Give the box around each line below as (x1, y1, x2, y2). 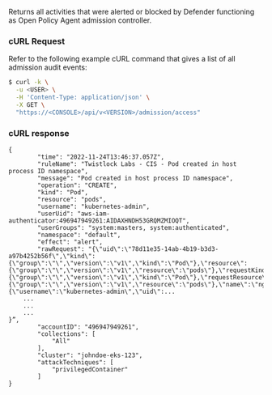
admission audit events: (8, 62, 87, 72)
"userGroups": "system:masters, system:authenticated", (37, 223, 230, 231)
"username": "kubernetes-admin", (37, 202, 151, 210)
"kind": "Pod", (37, 188, 89, 197)
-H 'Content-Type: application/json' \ (15, 93, 151, 102)
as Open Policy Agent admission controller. (8, 15, 152, 25)
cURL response (8, 127, 70, 138)
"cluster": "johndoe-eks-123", (37, 351, 143, 359)
